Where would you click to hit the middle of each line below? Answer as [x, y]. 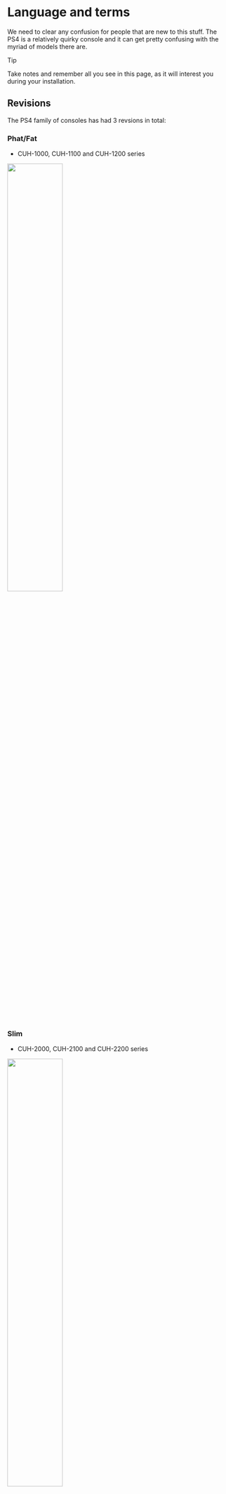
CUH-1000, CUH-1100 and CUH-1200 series [81, 154]
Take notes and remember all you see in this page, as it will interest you [111, 74]
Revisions [29, 104]
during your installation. [41, 81]
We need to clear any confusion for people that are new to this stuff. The [112, 32]
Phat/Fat [22, 138]
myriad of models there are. [47, 46]
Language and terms [69, 12]
